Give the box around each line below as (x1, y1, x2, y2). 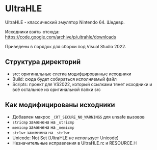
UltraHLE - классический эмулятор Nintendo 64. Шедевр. (5, 19, 125, 25)
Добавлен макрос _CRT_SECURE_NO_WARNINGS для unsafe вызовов (12, 114, 145, 120)
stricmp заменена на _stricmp (12, 119, 75, 125)
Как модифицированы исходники (5, 101, 115, 109)
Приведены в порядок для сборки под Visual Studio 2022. (5, 43, 127, 49)
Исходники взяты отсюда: (5, 29, 60, 34)
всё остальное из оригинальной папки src (12, 87, 101, 92)
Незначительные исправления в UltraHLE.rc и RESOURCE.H (12, 140, 137, 146)
